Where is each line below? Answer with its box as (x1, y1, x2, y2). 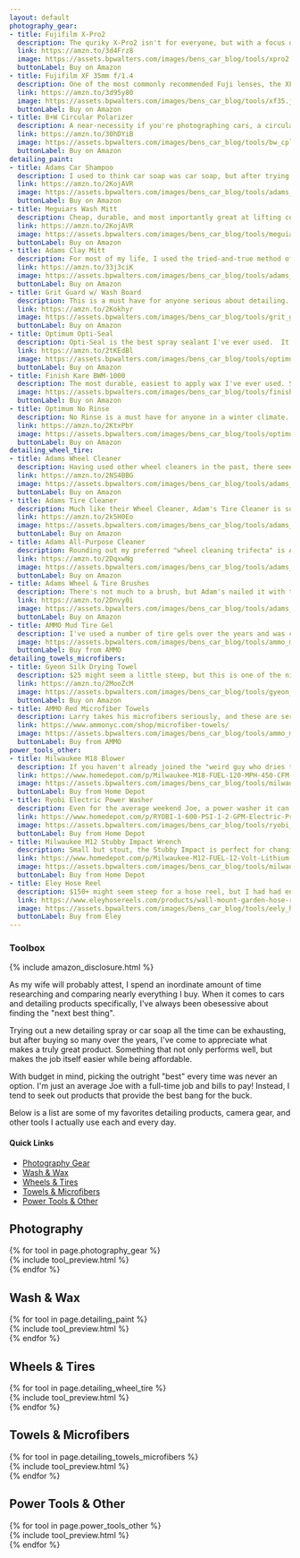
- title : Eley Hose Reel (9, 878, 102, 887)
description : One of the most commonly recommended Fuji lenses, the (17, 80, 281, 89)
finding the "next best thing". (9, 1008, 115, 1019)
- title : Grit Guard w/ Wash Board (9, 287, 142, 296)
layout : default (9, 13, 70, 22)
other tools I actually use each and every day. (9, 1117, 177, 1128)
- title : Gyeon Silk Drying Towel (9, 663, 138, 672)
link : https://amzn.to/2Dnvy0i (17, 596, 134, 605)
